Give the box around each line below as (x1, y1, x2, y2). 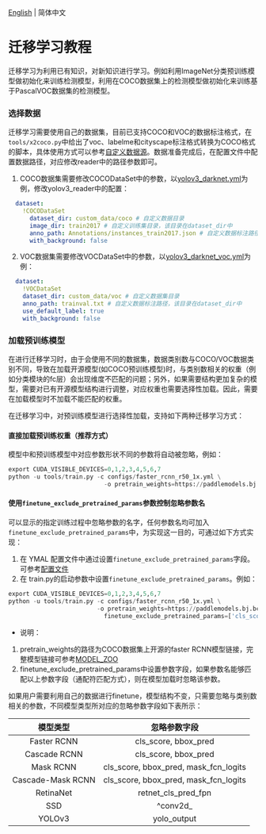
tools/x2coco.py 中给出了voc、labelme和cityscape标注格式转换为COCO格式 (8, 137, 256, 147)
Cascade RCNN (25, 748, 83, 759)
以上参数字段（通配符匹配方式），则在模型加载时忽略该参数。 (26, 674, 225, 683)
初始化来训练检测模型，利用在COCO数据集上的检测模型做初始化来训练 (21, 75, 251, 86)
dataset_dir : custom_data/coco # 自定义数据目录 (28, 214, 184, 222)
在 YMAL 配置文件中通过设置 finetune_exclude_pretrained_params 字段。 (19, 555, 255, 564)
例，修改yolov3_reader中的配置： (19, 184, 129, 194)
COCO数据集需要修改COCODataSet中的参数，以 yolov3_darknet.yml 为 (19, 174, 249, 183)
